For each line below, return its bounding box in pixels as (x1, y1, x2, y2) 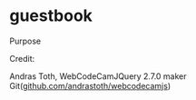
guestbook (9, 5, 93, 26)
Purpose (9, 35, 42, 46)
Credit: (9, 53, 35, 64)
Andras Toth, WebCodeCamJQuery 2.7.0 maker (9, 70, 188, 82)
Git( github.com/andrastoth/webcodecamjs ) (9, 80, 171, 91)
